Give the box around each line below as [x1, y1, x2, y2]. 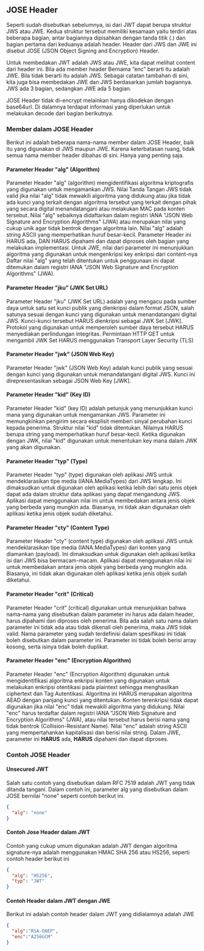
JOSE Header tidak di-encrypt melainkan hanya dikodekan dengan [6, 96, 174, 104]
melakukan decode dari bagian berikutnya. [6, 109, 114, 117]
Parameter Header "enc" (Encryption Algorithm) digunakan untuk [6, 670, 170, 678]
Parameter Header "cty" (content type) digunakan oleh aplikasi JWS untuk [6, 537, 193, 545]
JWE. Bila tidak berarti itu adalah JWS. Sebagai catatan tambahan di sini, [6, 71, 189, 79]
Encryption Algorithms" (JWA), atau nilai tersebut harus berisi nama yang [6, 715, 190, 723]
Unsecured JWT [6, 765, 49, 773]
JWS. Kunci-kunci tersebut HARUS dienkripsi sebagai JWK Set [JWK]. [6, 317, 183, 324]
